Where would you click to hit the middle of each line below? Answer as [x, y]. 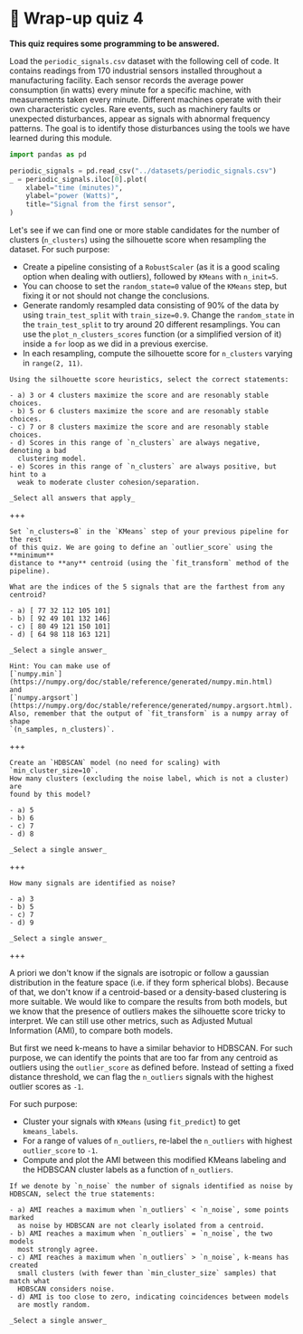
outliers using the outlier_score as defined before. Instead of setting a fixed [151, 1067]
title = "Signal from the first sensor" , [101, 204]
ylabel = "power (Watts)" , [72, 196]
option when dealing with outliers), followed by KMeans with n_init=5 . [150, 277]
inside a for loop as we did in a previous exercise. [115, 344]
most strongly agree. [58, 1250]
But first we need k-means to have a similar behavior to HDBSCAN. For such [151, 1048]
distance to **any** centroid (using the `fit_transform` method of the [149, 563]
